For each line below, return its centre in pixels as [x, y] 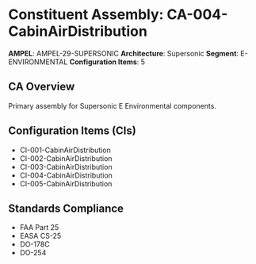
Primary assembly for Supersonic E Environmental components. [112, 105]
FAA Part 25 [39, 228]
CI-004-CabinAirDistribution [66, 175]
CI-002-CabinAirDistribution [66, 158]
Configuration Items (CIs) [72, 131]
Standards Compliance [66, 208]
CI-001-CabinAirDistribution [65, 150]
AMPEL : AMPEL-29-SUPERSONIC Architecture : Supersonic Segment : [124, 53]
